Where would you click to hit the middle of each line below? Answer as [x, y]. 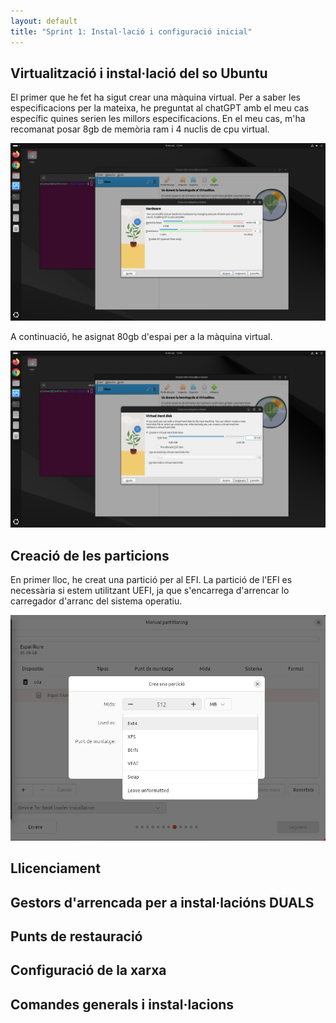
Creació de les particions [90, 555]
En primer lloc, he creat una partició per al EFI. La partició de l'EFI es [151, 580]
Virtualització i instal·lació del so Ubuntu [139, 73]
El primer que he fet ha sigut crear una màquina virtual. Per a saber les [155, 97]
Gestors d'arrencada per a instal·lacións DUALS [162, 902]
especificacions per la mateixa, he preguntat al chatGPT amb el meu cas [160, 108]
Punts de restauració [76, 936]
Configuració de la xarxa [88, 970]
